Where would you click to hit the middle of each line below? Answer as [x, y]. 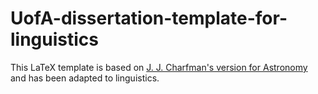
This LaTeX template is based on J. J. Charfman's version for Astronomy [159, 67]
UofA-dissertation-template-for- [149, 18]
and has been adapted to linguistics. [85, 78]
